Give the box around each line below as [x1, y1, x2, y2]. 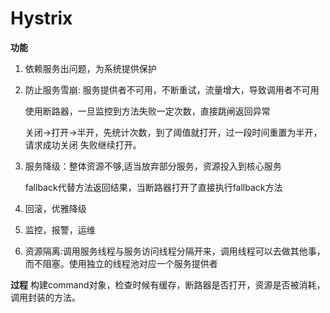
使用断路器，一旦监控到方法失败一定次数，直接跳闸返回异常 [24, 105, 271, 117]
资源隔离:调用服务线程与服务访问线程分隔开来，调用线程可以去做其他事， [24, 245, 326, 257]
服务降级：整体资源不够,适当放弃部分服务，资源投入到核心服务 [24, 160, 282, 172]
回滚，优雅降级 [24, 202, 87, 214]
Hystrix [10, 7, 73, 30]
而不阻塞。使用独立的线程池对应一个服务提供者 [24, 257, 218, 269]
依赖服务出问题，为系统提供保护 [24, 62, 157, 74]
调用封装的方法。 [10, 291, 81, 303]
